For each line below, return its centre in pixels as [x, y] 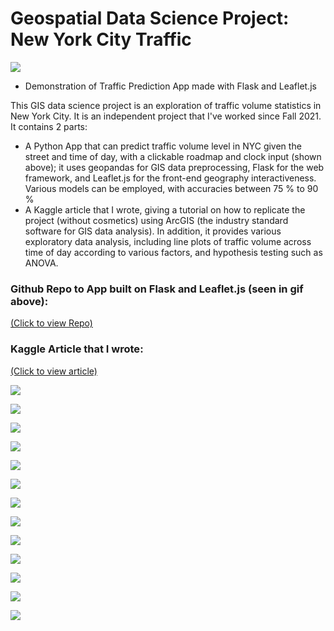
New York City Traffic [101, 39]
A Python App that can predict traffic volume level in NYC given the [163, 146]
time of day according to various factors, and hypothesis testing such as [173, 252]
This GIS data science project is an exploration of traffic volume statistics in [166, 105]
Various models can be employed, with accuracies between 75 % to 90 [171, 188]
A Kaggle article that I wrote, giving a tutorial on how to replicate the [165, 209]
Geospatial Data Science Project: [150, 18]
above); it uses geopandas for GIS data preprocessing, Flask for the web [174, 167]
